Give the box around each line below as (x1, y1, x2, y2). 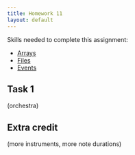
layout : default (7, 17, 53, 23)
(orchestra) (7, 101, 39, 110)
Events (16, 63, 37, 72)
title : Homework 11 (7, 10, 63, 17)
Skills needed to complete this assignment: (7, 35, 128, 43)
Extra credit (7, 121, 58, 133)
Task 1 (7, 83, 34, 95)
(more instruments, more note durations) (7, 140, 122, 148)
